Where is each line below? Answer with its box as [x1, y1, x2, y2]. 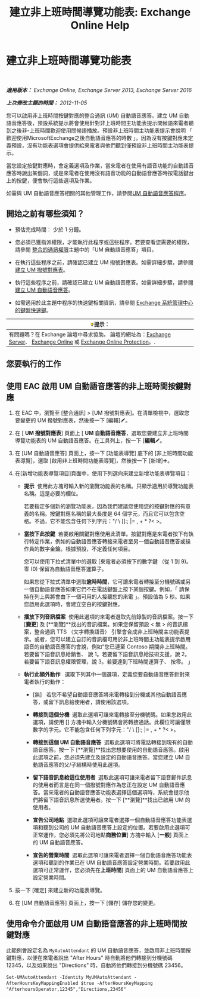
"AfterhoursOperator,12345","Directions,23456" [6, 987, 127, 993]
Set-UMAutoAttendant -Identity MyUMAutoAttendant [6, 975, 132, 981]
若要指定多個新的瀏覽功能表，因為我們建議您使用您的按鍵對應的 [23, 503, 180, 510]
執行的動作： [34, 678, 66, 685]
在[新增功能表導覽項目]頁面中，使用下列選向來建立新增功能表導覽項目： [14, 470, 192, 477]
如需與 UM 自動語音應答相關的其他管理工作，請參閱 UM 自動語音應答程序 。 [6, 189, 189, 197]
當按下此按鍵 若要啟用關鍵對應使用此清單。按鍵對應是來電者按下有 [23, 530, 189, 538]
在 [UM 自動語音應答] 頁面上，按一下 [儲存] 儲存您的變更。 [14, 899, 159, 907]
